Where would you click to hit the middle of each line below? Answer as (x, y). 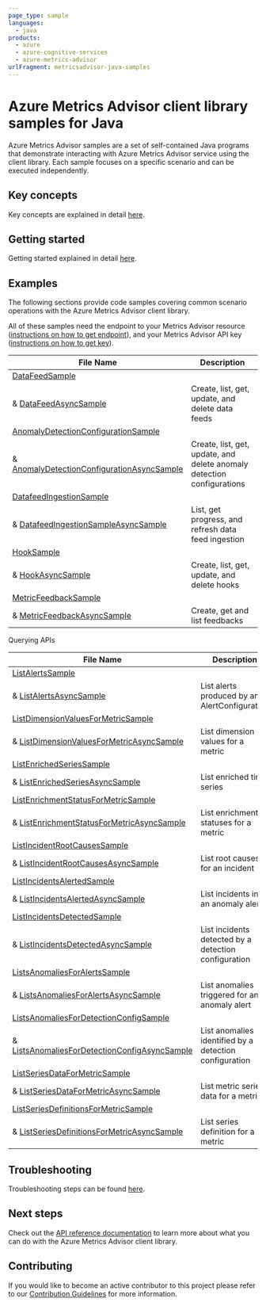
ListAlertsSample (44, 673)
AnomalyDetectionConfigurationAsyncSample (98, 469)
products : (25, 38)
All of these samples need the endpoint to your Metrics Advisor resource (127, 326)
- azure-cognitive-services (62, 52)
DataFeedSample (44, 376)
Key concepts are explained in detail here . (76, 214)
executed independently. (49, 170)
